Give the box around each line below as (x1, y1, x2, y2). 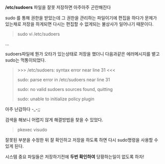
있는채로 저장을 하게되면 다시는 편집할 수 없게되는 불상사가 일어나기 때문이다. (5, 21, 154, 27)
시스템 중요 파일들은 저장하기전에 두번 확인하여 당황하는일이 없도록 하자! (5, 154, 145, 160)
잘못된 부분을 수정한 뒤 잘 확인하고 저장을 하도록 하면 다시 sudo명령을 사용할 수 (5, 137, 159, 143)
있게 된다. (5, 143, 24, 149)
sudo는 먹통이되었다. (5, 57, 46, 63)
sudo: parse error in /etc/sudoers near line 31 (17, 77, 110, 82)
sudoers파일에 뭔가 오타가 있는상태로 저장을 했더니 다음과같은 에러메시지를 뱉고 (5, 51, 160, 57)
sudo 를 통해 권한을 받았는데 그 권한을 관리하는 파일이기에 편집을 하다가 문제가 (5, 15, 158, 21)
